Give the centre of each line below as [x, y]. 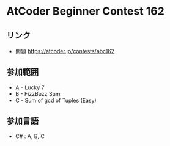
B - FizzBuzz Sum [38, 93]
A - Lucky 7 [30, 87]
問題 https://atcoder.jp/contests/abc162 [65, 51]
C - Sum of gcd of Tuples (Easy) [56, 100]
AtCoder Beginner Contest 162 [86, 11]
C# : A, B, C [30, 136]
